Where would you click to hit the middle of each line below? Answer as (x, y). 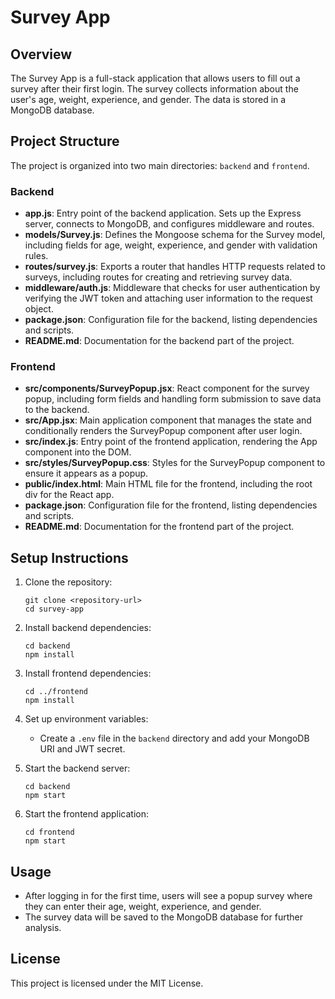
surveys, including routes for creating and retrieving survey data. (158, 277)
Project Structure (65, 141)
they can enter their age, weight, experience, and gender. (143, 907)
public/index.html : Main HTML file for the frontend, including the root (168, 484)
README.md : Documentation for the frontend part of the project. (159, 527)
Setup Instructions (69, 557)
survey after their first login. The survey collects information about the (154, 89)
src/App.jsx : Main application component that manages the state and (168, 420)
